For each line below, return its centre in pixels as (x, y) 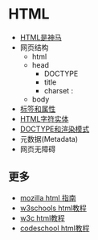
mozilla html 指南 (48, 197)
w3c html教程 (43, 217)
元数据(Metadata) (49, 139)
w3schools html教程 (53, 208)
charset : (59, 90)
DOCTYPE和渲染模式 (55, 129)
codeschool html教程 (55, 228)
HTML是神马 (41, 37)
